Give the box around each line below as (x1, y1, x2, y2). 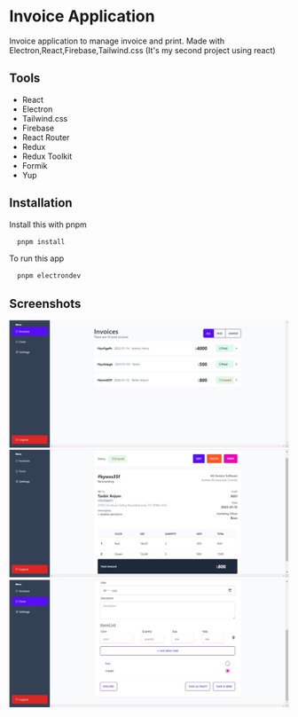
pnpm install (17, 237, 66, 246)
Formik (21, 160, 48, 170)
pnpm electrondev (17, 272, 82, 280)
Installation (9, 195, 73, 210)
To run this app (9, 253, 65, 264)
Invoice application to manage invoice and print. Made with (9, 35, 225, 46)
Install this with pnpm (9, 219, 87, 230)
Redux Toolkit (21, 151, 73, 162)
